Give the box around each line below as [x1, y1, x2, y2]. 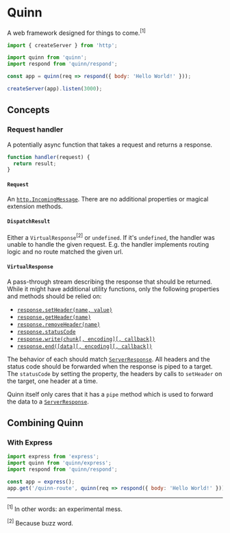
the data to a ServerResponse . [7, 397, 89, 406]
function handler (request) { [7, 153, 90, 160]
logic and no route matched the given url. [7, 248, 123, 256]
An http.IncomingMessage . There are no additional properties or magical [7, 195, 209, 203]
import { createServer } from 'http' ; [7, 42, 118, 49]
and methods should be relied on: [7, 292, 102, 300]
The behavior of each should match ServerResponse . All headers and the [7, 355, 210, 363]
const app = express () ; [7, 478, 75, 485]
